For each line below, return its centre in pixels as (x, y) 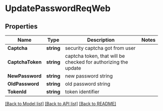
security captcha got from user (100, 48)
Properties (21, 26)
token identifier (82, 92)
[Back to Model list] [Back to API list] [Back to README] (61, 104)
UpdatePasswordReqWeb (58, 8)
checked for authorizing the (97, 62)
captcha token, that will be (95, 56)
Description (101, 40)
